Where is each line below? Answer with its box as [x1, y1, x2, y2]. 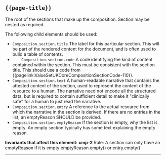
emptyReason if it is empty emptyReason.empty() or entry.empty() [5, 145, 141, 151]
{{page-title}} [5, 4, 52, 12]
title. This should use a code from [12, 67, 81, 73]
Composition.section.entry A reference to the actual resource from [12, 104, 150, 110]
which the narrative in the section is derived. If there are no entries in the [12, 109, 161, 115]
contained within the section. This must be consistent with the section [12, 62, 155, 68]
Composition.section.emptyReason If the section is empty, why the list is [12, 119, 158, 125]
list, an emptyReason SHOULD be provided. [12, 114, 101, 120]
